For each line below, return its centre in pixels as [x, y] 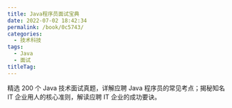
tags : [15, 47]
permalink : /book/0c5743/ [45, 27]
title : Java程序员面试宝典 [43, 14]
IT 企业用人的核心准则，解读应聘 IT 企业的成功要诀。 [84, 97]
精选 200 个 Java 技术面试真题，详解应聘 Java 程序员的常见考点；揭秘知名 [116, 88]
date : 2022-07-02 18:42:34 [47, 21]
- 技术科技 [28, 40]
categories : [25, 34]
